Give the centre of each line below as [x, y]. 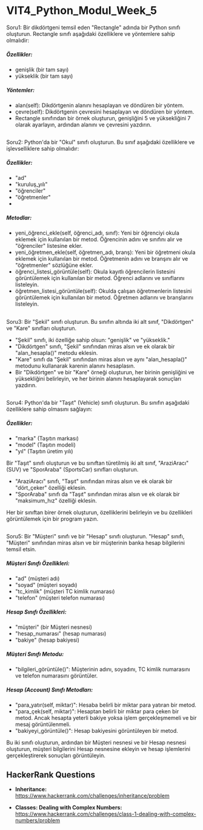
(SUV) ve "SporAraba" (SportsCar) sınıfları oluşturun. [72, 469]
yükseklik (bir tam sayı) [44, 76]
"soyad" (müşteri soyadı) [46, 585]
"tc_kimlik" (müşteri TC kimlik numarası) [65, 592]
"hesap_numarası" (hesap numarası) [61, 634]
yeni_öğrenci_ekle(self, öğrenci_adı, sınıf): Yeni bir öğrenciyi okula [97, 233]
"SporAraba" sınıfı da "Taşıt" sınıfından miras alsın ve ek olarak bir [97, 494]
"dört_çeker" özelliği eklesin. [51, 487]
